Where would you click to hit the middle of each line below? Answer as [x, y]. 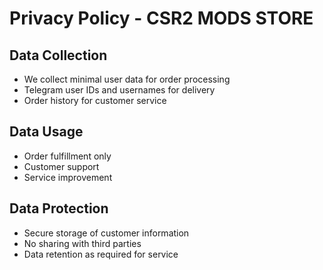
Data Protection [59, 208]
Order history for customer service [95, 100]
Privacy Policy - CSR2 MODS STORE [161, 18]
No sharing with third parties [82, 243]
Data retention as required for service [101, 254]
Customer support [61, 166]
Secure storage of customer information [106, 233]
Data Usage [46, 132]
